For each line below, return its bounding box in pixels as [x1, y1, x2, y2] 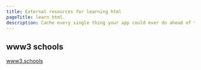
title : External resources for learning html [6, 8, 121, 15]
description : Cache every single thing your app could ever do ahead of [6, 20, 191, 26]
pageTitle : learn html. [6, 14, 66, 20]
